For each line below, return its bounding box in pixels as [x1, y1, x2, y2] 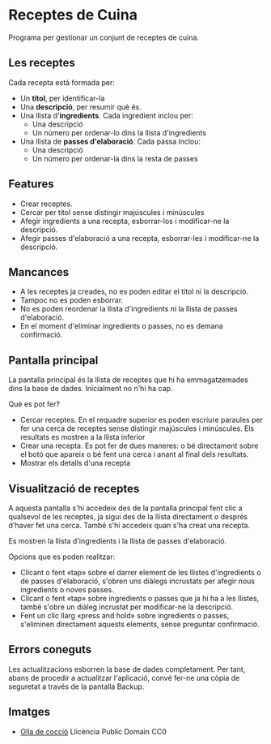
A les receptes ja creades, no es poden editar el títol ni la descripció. [19, 286, 249, 297]
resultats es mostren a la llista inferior [19, 432, 146, 442]
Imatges [8, 705, 51, 719]
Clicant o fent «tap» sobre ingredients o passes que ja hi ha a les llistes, [19, 594, 260, 603]
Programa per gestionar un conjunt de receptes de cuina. [8, 32, 200, 42]
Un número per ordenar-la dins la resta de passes [32, 153, 198, 163]
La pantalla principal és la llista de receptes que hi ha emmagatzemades [8, 375, 248, 385]
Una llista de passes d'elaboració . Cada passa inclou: [19, 136, 201, 146]
